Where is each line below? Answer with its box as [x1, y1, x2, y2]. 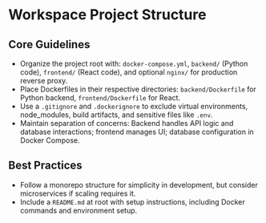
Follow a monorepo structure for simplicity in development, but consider [19, 180, 259, 189]
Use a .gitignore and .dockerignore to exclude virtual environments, [19, 102, 248, 111]
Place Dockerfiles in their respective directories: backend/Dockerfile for [19, 84, 256, 94]
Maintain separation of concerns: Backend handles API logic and [19, 119, 234, 128]
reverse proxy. [19, 76, 68, 85]
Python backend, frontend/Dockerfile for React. [19, 93, 181, 102]
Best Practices [8, 159, 83, 172]
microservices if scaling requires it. [19, 189, 136, 198]
